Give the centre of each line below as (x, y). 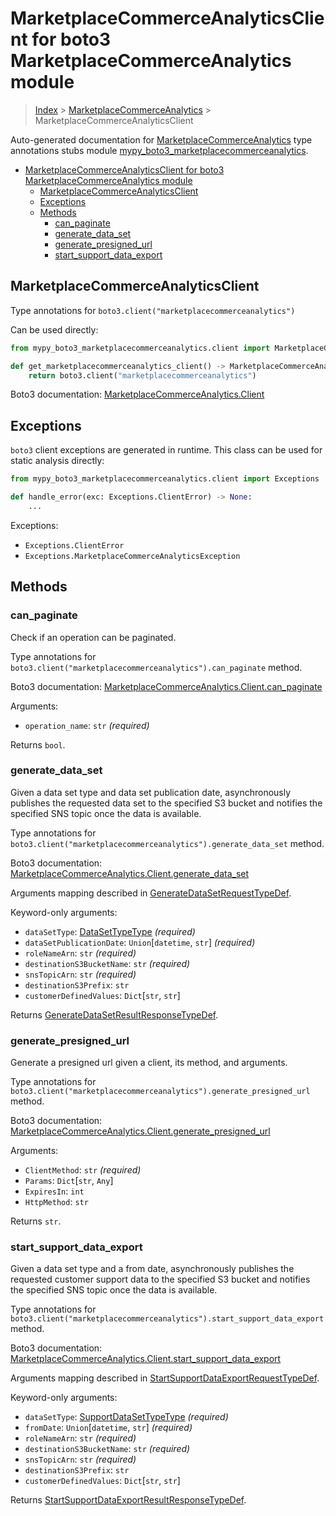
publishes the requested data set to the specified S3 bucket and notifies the (166, 803)
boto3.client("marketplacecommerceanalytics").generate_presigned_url (160, 1092)
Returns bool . (38, 744)
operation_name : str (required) (87, 725)
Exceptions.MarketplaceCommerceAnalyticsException (132, 556)
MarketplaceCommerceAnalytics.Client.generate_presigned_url (140, 1131)
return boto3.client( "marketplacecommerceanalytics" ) (142, 375)
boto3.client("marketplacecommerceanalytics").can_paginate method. (156, 667)
